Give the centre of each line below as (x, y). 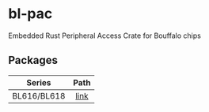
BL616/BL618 (39, 95)
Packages (33, 60)
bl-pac (30, 14)
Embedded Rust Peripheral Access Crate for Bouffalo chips (105, 35)
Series (39, 82)
